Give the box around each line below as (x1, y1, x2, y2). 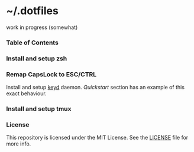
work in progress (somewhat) (6, 24, 78, 31)
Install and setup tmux (6, 105, 72, 113)
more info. (6, 140, 31, 147)
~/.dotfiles (6, 4, 59, 18)
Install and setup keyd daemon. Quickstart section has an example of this (6, 84, 185, 91)
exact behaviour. (6, 90, 47, 97)
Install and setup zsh (6, 54, 67, 63)
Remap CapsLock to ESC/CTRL (6, 70, 97, 78)
